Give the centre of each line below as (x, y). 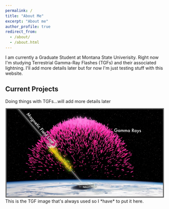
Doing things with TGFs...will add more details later (58, 101)
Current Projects (32, 89)
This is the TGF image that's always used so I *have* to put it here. (74, 201)
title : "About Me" (24, 16)
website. (14, 73)
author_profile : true (28, 27)
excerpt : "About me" (27, 21)
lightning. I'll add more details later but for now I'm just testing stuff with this (84, 68)
